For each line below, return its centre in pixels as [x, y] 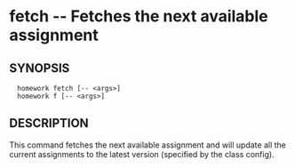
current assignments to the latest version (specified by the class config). [142, 154]
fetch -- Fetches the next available [139, 16]
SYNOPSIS [40, 68]
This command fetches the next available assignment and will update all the [148, 145]
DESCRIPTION [49, 123]
